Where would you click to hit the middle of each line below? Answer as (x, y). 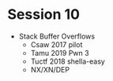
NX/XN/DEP (50, 69)
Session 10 (44, 15)
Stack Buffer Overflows (57, 36)
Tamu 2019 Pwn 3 (60, 53)
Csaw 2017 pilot (56, 44)
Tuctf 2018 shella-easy (68, 61)
